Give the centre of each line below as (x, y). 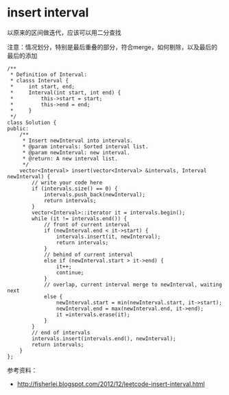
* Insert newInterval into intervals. (78, 141)
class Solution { (32, 122)
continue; (70, 272)
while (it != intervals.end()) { (80, 218)
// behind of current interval (88, 254)
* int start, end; (43, 86)
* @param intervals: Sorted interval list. (85, 146)
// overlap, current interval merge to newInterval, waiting (133, 285)
